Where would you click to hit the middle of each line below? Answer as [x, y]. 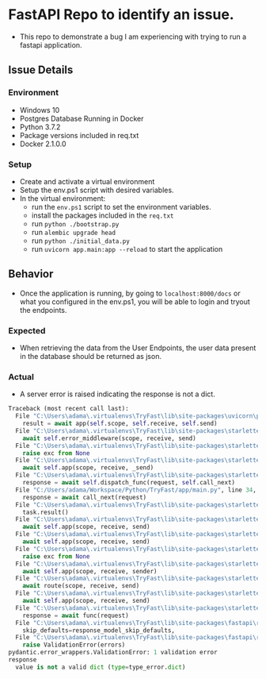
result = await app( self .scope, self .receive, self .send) [120, 424]
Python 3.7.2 [40, 127]
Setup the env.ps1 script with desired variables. [97, 190]
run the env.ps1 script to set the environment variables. [121, 206]
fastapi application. [51, 44]
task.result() [46, 512]
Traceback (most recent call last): [68, 409]
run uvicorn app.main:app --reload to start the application [127, 249]
